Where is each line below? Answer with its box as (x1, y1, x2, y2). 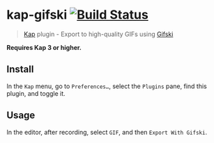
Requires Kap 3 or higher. (6, 43, 82, 51)
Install (6, 63, 34, 76)
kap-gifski (6, 7, 68, 23)
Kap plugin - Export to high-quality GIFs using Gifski (23, 30, 174, 38)
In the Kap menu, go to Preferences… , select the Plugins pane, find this (6, 82, 207, 90)
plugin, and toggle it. (6, 89, 66, 97)
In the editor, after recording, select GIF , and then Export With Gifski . (6, 128, 207, 136)
